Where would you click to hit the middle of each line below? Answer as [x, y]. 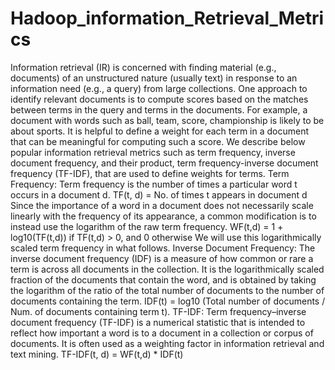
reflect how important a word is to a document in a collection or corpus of [162, 333]
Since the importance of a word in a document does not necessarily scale [162, 205]
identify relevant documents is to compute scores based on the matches [159, 99]
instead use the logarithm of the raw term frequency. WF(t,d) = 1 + [147, 226]
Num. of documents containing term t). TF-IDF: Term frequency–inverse [158, 311]
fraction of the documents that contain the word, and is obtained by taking [163, 279]
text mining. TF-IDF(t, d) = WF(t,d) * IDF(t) [97, 354]
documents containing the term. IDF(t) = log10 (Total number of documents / [168, 301]
